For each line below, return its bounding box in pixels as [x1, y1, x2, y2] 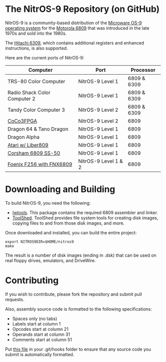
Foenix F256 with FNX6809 [7, 161, 73, 168]
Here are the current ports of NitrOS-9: [5, 54, 84, 60]
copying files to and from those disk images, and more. [12, 220, 125, 226]
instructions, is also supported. [5, 45, 68, 51]
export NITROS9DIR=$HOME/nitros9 [5, 239, 74, 244]
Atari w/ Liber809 [7, 141, 48, 148]
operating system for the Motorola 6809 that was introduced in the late [5, 25, 150, 31]
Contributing [5, 275, 59, 286]
